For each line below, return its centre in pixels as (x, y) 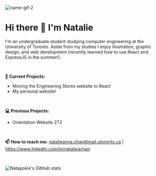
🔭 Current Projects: (25, 76)
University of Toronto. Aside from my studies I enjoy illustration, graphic (78, 47)
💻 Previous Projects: (27, 111)
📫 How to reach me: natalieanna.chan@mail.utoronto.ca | (64, 142)
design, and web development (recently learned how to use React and (77, 52)
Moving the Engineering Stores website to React (61, 86)
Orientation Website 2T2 (37, 122)
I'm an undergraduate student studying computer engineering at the (75, 41)
